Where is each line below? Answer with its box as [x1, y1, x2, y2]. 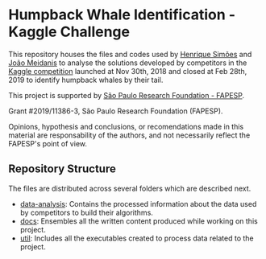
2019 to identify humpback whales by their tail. [8, 75, 164, 84]
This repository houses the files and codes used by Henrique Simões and [8, 49, 252, 59]
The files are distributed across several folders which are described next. [8, 183, 251, 193]
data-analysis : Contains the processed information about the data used [19, 199, 257, 208]
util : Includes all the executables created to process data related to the [19, 233, 254, 243]
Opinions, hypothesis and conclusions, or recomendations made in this [8, 121, 244, 131]
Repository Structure [8, 162, 117, 176]
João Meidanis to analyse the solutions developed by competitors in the [8, 58, 247, 68]
